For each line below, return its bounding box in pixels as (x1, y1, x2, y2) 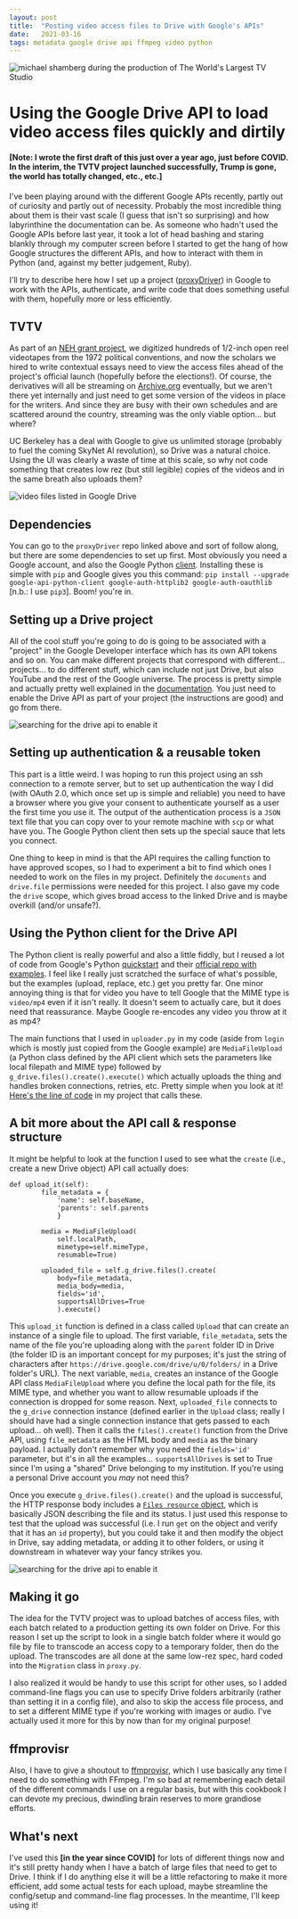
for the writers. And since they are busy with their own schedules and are (9, 399, 278, 410)
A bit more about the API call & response (9, 1116, 238, 1131)
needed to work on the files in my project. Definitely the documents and (9, 871, 267, 882)
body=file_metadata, (56, 1273, 133, 1282)
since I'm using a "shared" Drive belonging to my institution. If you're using (9, 1462, 284, 1473)
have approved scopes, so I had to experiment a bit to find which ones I (9, 861, 271, 872)
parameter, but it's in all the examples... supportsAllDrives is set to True (9, 1453, 273, 1463)
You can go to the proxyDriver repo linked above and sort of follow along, (9, 540, 279, 551)
